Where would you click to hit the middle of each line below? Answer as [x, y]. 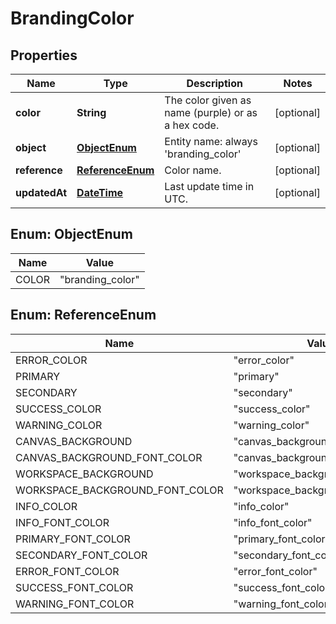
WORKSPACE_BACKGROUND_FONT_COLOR [119, 490]
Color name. [193, 170]
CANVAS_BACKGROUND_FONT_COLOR [109, 457]
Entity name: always [211, 141]
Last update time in [209, 186]
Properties [44, 55]
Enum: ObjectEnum [71, 234]
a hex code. [192, 125]
